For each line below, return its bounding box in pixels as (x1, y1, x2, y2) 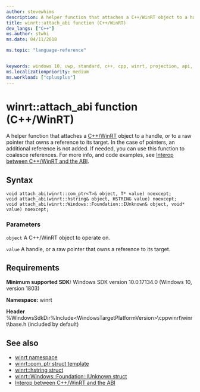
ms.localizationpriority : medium (6, 69, 89, 75)
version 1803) (6, 285, 40, 292)
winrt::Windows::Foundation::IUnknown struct (14, 373, 127, 380)
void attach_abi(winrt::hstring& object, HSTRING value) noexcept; (6, 196, 177, 202)
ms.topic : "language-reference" (6, 47, 86, 54)
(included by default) (27, 320, 79, 328)
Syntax (6, 175, 33, 185)
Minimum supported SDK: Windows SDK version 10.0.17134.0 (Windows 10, (6, 279, 192, 286)
